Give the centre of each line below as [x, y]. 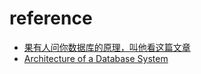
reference [51, 18]
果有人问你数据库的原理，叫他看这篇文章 [107, 47]
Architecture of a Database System [96, 58]
